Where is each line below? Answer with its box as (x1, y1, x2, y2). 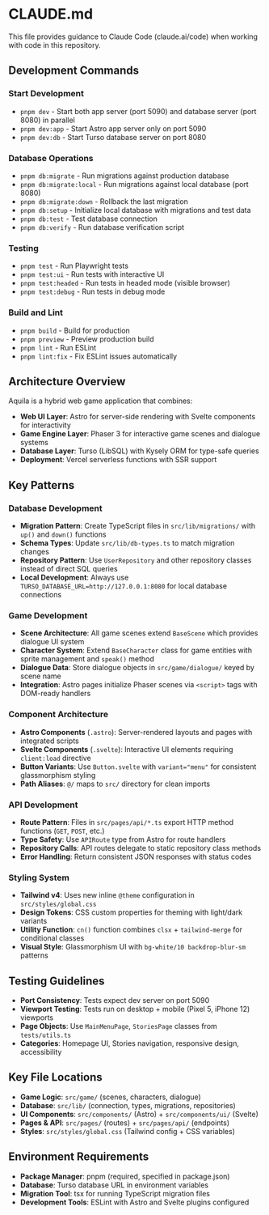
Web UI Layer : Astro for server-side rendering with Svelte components (19, 412, 256, 422)
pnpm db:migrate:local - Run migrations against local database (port (19, 179, 249, 189)
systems (19, 438, 48, 448)
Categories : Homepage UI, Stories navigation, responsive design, (19, 1039, 240, 1048)
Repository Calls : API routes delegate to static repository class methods (19, 843, 261, 852)
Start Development (8, 88, 85, 100)
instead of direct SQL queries (19, 564, 119, 574)
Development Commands (8, 64, 140, 78)
